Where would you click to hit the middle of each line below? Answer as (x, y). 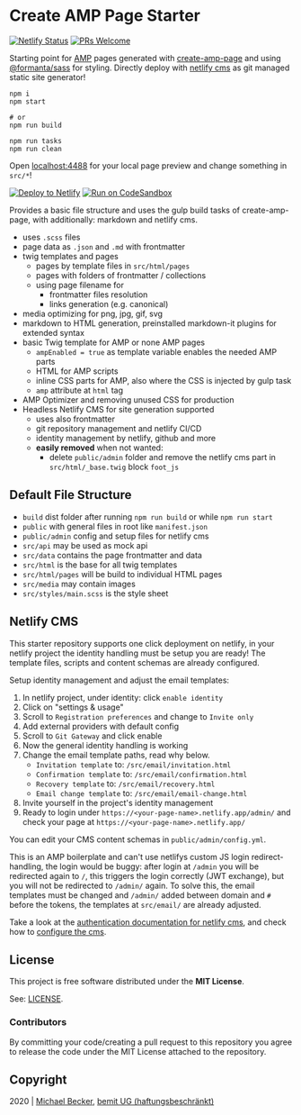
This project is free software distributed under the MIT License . (127, 982)
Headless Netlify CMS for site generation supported (118, 409)
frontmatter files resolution (98, 295)
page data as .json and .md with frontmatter (104, 246)
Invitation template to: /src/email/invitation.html (133, 764)
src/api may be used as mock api (85, 545)
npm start (28, 101)
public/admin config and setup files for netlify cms (115, 536)
